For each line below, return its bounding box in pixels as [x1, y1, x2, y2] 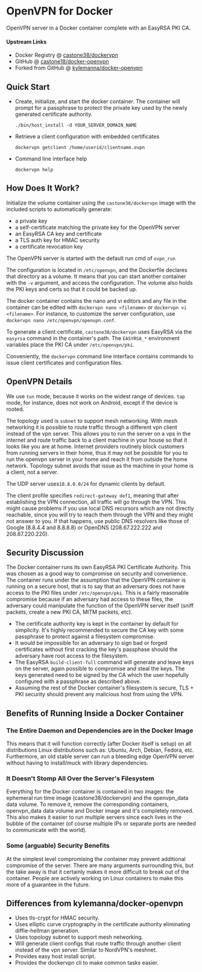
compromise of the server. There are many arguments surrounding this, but [6, 862, 194, 869]
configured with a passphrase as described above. [14, 678, 142, 685]
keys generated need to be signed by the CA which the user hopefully [14, 672, 189, 679]
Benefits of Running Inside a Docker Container [6, 708, 184, 719]
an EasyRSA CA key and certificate [14, 230, 103, 237]
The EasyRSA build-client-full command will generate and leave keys [14, 659, 195, 666]
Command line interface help [14, 155, 87, 162]
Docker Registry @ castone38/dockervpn [14, 51, 119, 59]
